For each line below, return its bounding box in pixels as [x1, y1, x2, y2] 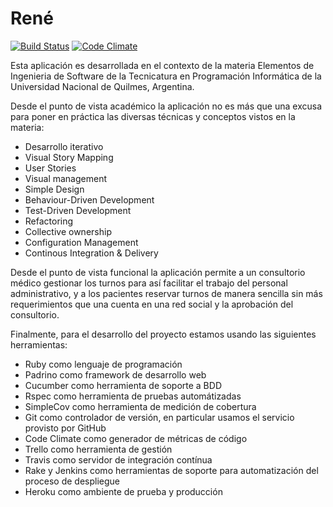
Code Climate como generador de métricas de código [24, 432, 248, 444]
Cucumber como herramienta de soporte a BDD [24, 379, 222, 391]
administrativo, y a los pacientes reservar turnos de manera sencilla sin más [10, 287, 323, 299]
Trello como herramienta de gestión [24, 443, 173, 455]
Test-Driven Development [24, 204, 132, 216]
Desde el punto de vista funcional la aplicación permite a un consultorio [10, 266, 306, 278]
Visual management [24, 172, 107, 184]
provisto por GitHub [24, 422, 107, 434]
